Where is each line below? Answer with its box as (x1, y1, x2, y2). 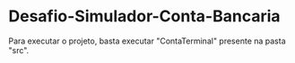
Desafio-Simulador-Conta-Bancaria (8, 6, 281, 27)
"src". (8, 44, 30, 55)
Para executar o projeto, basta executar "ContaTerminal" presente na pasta (8, 35, 286, 46)
